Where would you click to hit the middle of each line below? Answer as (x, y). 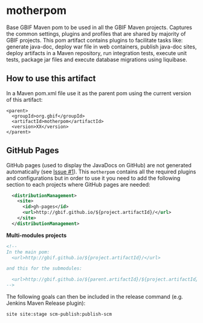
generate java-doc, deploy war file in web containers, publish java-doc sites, (101, 47)
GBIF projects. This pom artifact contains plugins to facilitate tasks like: (95, 40)
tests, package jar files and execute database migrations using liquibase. (97, 59)
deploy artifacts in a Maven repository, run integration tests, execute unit (97, 53)
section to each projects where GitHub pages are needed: (78, 184)
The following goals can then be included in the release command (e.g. (95, 297)
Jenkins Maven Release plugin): (46, 303)
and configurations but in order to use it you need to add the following (93, 178)
